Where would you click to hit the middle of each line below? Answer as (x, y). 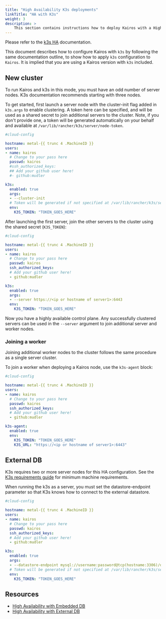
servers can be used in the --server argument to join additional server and (81, 324)
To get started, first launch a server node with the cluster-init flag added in (81, 104)
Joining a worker (26, 342)
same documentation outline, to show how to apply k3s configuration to (78, 57)
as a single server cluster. (31, 358)
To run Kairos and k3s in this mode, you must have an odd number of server (83, 89)
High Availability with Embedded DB (49, 606)
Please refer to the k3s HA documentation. (48, 42)
